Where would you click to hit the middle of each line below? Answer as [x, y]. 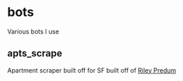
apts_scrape [35, 53]
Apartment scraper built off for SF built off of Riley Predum [92, 70]
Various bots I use [33, 31]
